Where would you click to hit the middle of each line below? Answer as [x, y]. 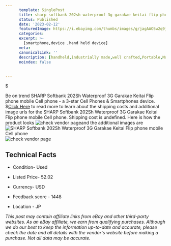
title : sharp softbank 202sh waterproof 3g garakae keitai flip [88, 15]
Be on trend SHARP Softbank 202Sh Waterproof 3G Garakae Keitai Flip [80, 96]
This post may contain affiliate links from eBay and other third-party [77, 216]
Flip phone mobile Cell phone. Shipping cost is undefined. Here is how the [83, 117]
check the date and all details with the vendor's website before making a [82, 232]
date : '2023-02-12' [39, 24]
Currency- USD [29, 187]
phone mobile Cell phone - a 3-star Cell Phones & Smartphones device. [80, 101]
